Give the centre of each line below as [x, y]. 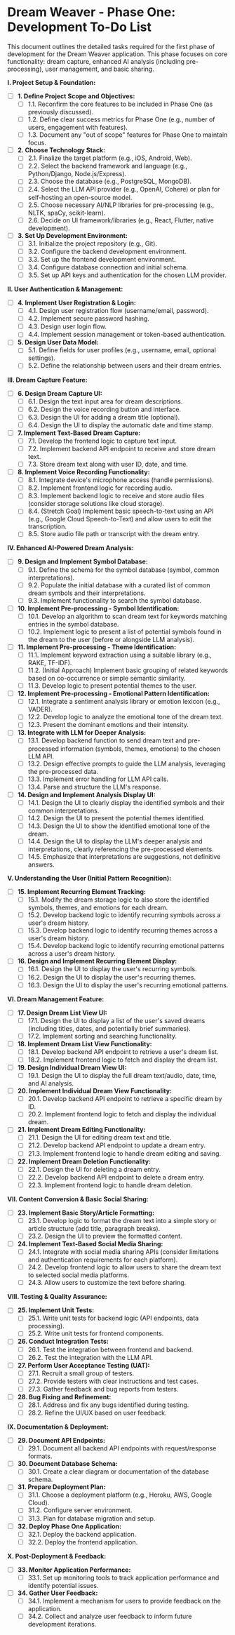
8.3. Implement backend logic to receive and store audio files [116, 496]
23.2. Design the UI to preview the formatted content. [105, 1236]
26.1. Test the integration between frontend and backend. [110, 1349]
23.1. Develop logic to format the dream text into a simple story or [122, 1220]
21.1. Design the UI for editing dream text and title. [100, 1137]
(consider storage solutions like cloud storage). [96, 504]
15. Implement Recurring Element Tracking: [81, 892]
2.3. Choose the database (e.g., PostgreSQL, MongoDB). [109, 181]
